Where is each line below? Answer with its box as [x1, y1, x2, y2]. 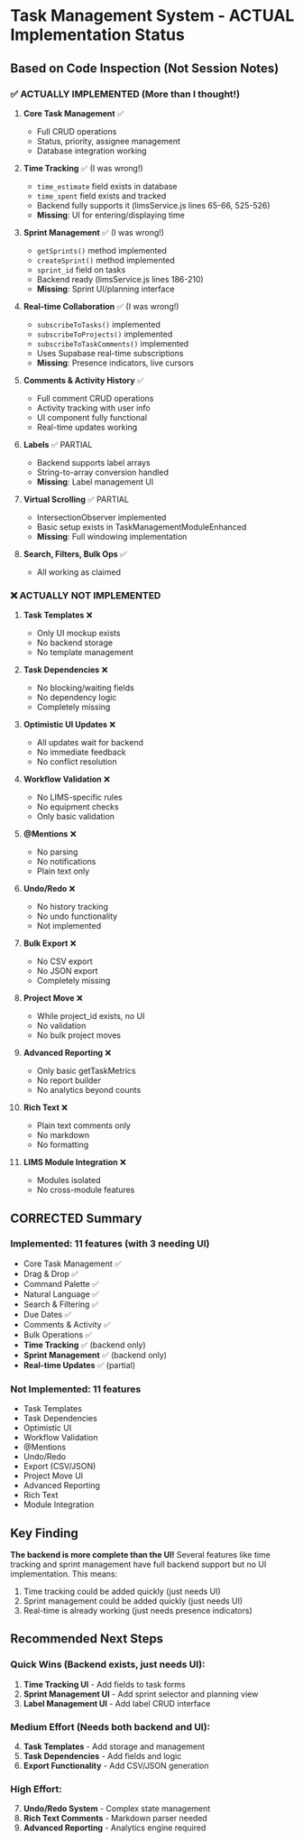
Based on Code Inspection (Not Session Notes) [10, 60, 280, 76]
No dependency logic [36, 692, 117, 703]
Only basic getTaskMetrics [36, 1066, 136, 1077]
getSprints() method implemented [36, 245, 168, 255]
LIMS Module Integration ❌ [23, 1157, 127, 1168]
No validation [36, 1021, 87, 1032]
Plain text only [36, 865, 90, 876]
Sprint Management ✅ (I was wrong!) [23, 227, 165, 237]
